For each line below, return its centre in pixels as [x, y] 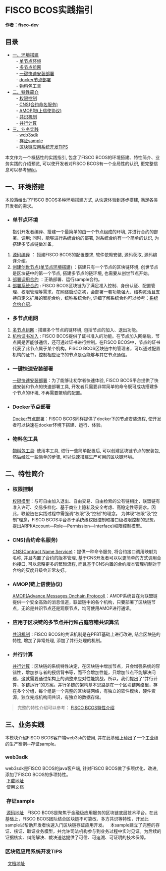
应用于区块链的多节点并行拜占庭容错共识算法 [66, 622]
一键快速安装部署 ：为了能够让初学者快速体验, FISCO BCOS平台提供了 [83, 381]
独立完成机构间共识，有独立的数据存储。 [62, 697]
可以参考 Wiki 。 [25, 169]
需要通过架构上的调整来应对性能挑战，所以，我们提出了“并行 [91, 678]
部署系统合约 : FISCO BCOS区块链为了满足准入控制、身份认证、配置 [82, 285]
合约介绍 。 [23, 304]
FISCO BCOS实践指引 [49, 10]
